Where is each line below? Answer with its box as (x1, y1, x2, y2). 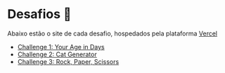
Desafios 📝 (7, 6, 72, 22)
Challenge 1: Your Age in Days (17, 42, 105, 51)
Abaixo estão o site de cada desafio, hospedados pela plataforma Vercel (7, 29, 218, 38)
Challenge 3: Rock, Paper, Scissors (17, 57, 120, 65)
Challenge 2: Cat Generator (17, 50, 97, 58)
